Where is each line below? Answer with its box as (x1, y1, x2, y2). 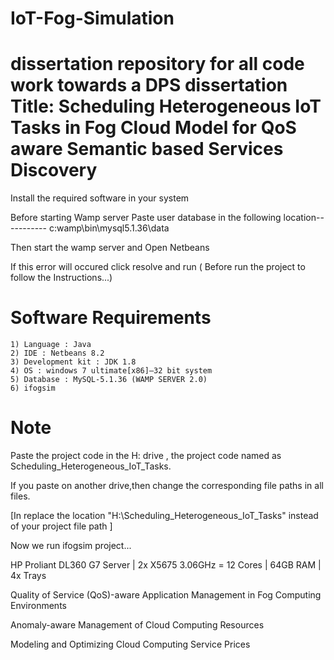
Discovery (10, 159, 98, 182)
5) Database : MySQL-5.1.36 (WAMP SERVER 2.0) (10, 375, 208, 385)
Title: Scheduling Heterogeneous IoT (10, 95, 322, 118)
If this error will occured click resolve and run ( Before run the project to (10, 261, 306, 273)
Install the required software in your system (10, 192, 190, 204)
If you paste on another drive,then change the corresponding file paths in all (10, 480, 324, 491)
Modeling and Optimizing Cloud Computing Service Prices (10, 638, 251, 650)
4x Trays (10, 570, 47, 581)
